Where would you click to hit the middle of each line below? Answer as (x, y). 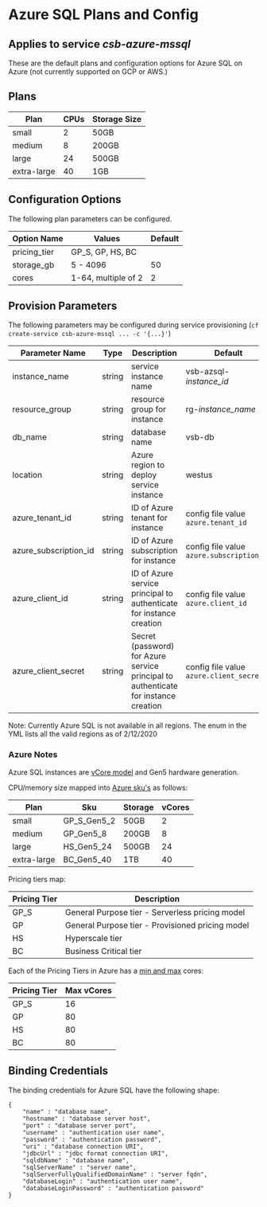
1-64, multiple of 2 (107, 278)
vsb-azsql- (208, 372)
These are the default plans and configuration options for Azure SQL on (126, 63)
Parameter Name (53, 354)
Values (107, 238)
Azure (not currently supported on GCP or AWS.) (88, 72)
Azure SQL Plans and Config (103, 15)
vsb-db (200, 437)
